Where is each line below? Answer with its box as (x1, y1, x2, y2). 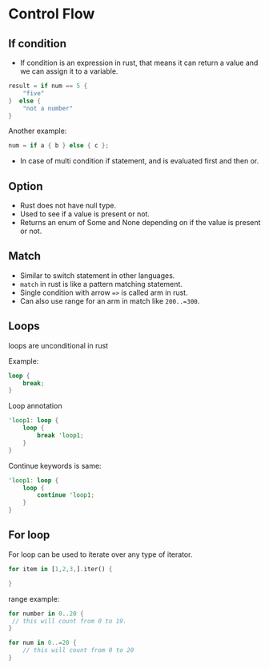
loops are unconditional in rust (8, 341, 109, 350)
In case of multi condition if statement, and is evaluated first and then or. (19, 156, 259, 166)
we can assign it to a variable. (19, 66, 118, 76)
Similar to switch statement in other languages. (19, 270, 175, 280)
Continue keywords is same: (8, 461, 102, 470)
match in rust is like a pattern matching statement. (19, 279, 183, 288)
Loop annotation (8, 401, 62, 411)
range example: (8, 594, 60, 603)
